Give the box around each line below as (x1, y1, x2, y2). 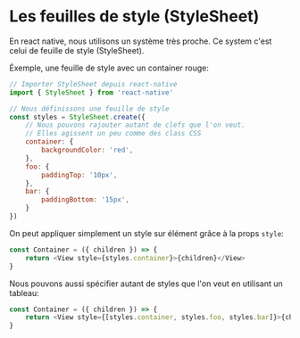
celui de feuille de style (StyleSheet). (9, 45, 145, 55)
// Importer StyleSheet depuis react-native (9, 79, 178, 88)
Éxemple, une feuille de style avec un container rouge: (9, 62, 210, 73)
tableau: (9, 287, 39, 298)
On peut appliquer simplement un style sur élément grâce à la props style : (9, 227, 284, 238)
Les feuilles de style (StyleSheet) (9, 6, 260, 27)
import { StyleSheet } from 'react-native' (9, 87, 174, 97)
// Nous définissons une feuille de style (9, 104, 170, 113)
